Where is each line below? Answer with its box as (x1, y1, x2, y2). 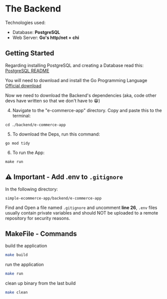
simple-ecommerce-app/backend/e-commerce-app (5, 195, 101, 200)
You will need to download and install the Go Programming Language (5, 77, 147, 83)
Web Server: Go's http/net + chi (12, 34, 79, 40)
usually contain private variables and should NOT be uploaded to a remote (5, 209, 158, 215)
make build (5, 252, 28, 257)
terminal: (12, 112, 31, 118)
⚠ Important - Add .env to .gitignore (5, 173, 123, 181)
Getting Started (5, 49, 54, 57)
